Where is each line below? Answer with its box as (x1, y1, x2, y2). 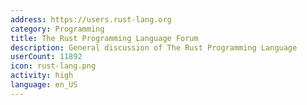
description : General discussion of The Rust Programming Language (10, 42, 298, 53)
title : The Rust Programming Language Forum (10, 33, 199, 43)
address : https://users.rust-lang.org (10, 14, 172, 25)
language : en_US (10, 80, 78, 90)
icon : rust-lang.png (10, 61, 97, 71)
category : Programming (10, 24, 105, 34)
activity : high (10, 71, 74, 81)
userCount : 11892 (10, 52, 83, 62)
